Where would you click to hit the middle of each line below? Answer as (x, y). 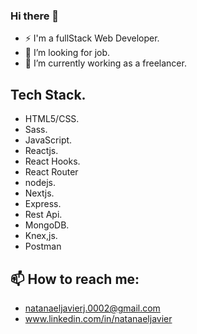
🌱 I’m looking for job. (67, 53)
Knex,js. (41, 236)
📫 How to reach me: (75, 279)
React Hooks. (52, 161)
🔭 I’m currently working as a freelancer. (105, 63)
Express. (43, 204)
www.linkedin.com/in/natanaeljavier (98, 318)
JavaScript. (48, 140)
